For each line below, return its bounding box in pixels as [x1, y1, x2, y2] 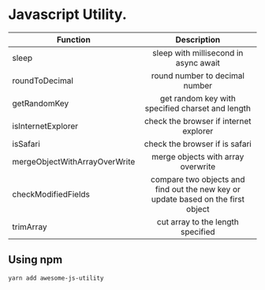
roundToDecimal [12, 75, 73, 86]
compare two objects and [151, 174, 246, 185]
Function [56, 34, 91, 45]
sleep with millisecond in [152, 47, 244, 58]
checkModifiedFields [12, 188, 91, 199]
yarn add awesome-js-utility [8, 274, 104, 282]
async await [175, 57, 221, 68]
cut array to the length [156, 216, 239, 227]
